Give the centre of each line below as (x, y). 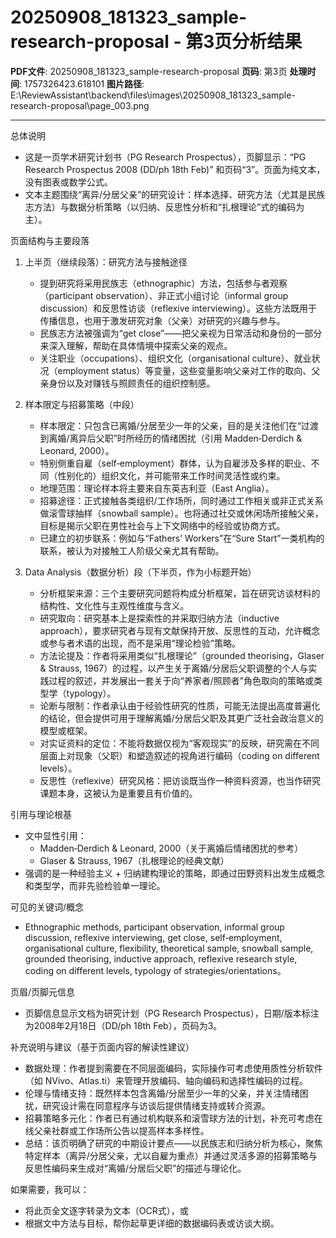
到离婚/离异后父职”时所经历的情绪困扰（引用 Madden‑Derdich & (171, 438)
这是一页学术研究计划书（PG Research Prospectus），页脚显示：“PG (165, 157)
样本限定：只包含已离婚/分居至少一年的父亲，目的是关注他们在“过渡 (179, 425)
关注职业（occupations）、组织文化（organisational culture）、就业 (175, 358)
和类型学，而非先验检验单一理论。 (95, 885)
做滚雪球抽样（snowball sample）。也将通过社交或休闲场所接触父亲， (181, 513)
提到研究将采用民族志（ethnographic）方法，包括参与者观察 (163, 283)
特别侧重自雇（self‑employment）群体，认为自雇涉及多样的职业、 (175, 463)
